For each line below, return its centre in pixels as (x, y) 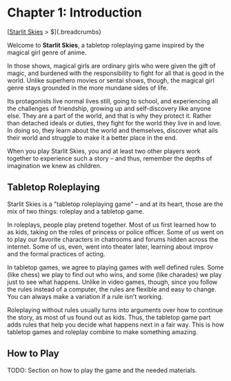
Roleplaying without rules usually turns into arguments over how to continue (115, 310)
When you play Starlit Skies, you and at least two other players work (104, 151)
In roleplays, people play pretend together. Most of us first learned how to (112, 225)
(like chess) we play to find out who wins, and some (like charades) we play (114, 274)
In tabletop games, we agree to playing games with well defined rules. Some (115, 267)
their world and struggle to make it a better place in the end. (92, 137)
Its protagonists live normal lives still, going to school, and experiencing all (113, 101)
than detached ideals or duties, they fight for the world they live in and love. (114, 123)
